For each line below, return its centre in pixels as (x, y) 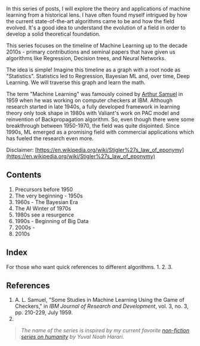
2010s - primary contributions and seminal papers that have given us (91, 52)
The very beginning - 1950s (49, 196)
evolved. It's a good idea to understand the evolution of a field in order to (96, 27)
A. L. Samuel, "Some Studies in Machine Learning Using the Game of (100, 300)
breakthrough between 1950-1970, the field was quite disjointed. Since (93, 126)
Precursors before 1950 (44, 189)
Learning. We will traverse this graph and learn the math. (76, 82)
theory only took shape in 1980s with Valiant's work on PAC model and (93, 113)
